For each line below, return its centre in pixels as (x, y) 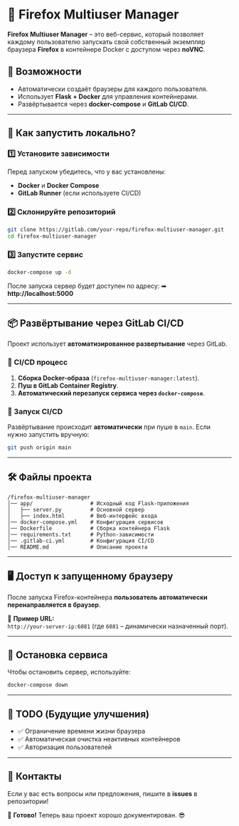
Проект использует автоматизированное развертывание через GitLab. (117, 344)
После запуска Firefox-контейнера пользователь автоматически (107, 597)
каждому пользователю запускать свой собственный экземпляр (106, 41)
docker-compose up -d (39, 272)
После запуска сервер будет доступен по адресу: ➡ (87, 286)
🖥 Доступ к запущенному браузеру (90, 577)
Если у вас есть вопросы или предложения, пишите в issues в (102, 793)
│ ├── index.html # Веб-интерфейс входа (83, 516)
